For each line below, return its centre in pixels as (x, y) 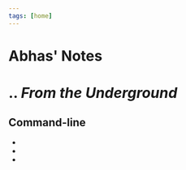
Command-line (48, 123)
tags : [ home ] (30, 16)
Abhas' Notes (56, 55)
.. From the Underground (93, 93)
